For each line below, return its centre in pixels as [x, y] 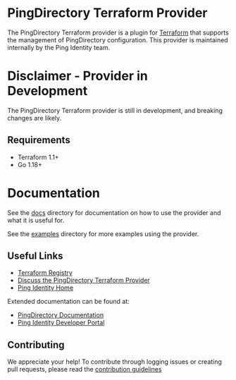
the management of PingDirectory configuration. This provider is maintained [118, 39]
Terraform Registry [45, 273]
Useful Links [35, 256]
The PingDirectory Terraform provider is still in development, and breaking [115, 110]
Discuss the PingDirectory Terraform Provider [83, 281]
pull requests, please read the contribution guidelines [85, 369]
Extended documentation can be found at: [69, 302]
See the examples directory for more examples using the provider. [103, 233]
